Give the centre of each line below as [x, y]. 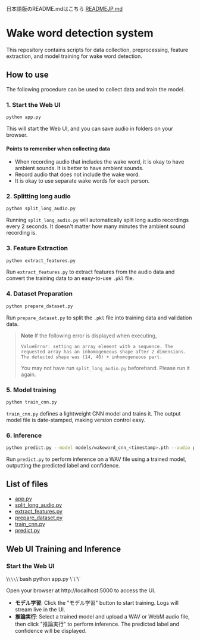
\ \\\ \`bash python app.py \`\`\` [43, 579]
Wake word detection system [80, 33]
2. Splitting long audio [38, 196]
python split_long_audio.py [41, 209]
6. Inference [24, 435]
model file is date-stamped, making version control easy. [76, 420]
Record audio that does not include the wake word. [77, 174]
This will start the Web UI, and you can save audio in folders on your [90, 128]
